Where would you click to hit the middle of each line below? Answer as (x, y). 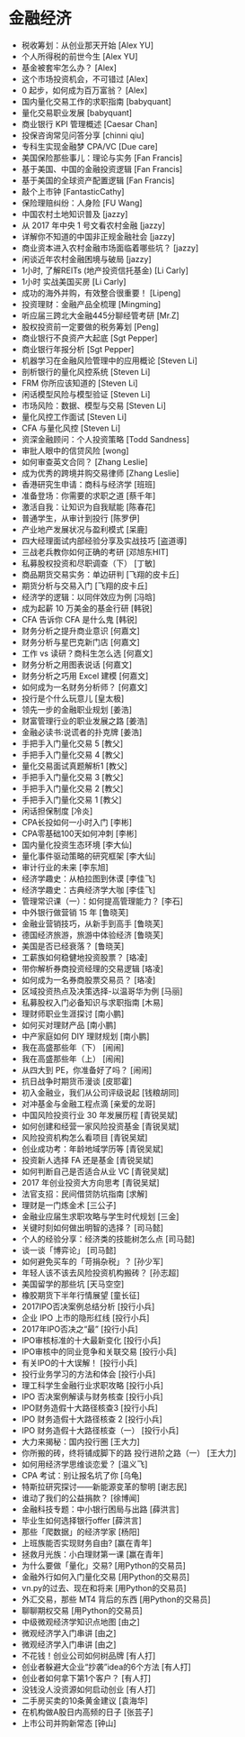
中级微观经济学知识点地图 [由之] (80, 1622)
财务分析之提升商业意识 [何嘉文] (80, 631)
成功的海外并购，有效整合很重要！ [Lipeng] (101, 293)
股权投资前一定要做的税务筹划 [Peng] (90, 326)
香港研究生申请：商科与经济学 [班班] (88, 484)
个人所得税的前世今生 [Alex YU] (79, 56)
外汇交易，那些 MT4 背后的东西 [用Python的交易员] (116, 1599)
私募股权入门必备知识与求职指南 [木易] (92, 1002)
